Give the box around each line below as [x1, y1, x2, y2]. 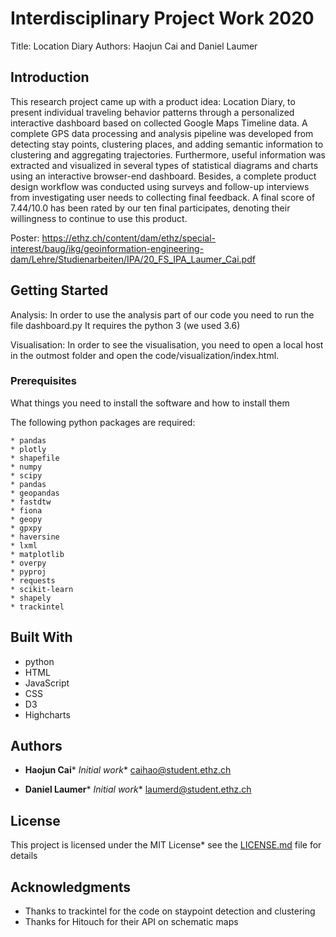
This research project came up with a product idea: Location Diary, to [10, 95, 296, 107]
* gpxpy [10, 523, 43, 533]
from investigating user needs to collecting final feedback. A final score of [10, 191, 316, 203]
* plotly [10, 444, 47, 454]
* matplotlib [10, 549, 65, 559]
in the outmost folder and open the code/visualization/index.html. [10, 349, 280, 361]
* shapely [10, 593, 52, 603]
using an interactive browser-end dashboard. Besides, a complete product [10, 170, 317, 182]
